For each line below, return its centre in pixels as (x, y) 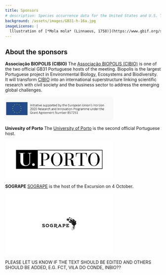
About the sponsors (36, 52)
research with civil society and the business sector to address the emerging (82, 84)
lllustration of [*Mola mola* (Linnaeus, (53, 31)
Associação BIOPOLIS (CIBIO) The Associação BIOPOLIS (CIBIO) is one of (81, 64)
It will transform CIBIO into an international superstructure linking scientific (81, 79)
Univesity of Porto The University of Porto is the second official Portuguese (83, 128)
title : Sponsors (22, 10)
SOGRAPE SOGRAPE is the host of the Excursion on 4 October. (69, 186)
